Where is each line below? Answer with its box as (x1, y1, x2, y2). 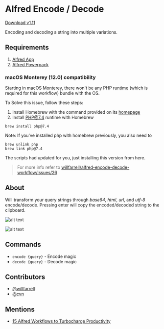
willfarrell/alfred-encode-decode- (61, 164, 130, 170)
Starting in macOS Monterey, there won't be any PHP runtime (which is (5, 85, 148, 91)
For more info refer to (17, 164, 60, 170)
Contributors (5, 273, 46, 281)
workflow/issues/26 (17, 170, 58, 176)
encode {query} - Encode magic (12, 253, 77, 259)
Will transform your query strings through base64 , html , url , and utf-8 (5, 197, 145, 202)
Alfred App (12, 56, 34, 62)
